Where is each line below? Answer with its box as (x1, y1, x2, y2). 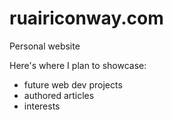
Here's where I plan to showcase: (9, 59, 147, 71)
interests (23, 100, 61, 112)
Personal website (9, 40, 81, 52)
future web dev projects (23, 78, 123, 91)
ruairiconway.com (9, 7, 164, 30)
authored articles (23, 89, 95, 101)
